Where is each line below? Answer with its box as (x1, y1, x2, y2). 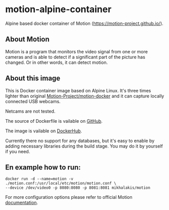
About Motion (5, 35, 50, 44)
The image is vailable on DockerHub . (5, 128, 82, 134)
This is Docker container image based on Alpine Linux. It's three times (5, 87, 151, 93)
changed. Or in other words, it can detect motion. (5, 59, 108, 65)
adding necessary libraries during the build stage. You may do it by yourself (5, 143, 163, 149)
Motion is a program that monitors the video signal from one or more (5, 48, 148, 54)
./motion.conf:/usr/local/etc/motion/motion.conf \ (5, 181, 116, 186)
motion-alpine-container (5, 4, 112, 15)
